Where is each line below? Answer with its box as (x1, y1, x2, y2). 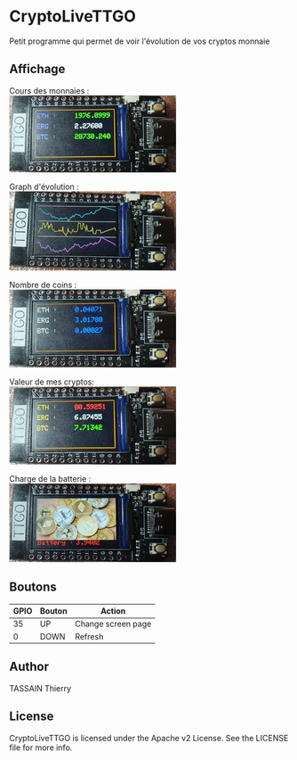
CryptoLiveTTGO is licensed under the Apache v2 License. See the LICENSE (9, 732, 289, 743)
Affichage (9, 62, 66, 77)
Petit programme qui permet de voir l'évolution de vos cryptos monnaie (9, 36, 270, 46)
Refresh (75, 631, 104, 641)
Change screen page (75, 618, 152, 630)
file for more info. (9, 742, 73, 753)
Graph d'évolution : (9, 181, 80, 192)
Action (100, 606, 126, 616)
